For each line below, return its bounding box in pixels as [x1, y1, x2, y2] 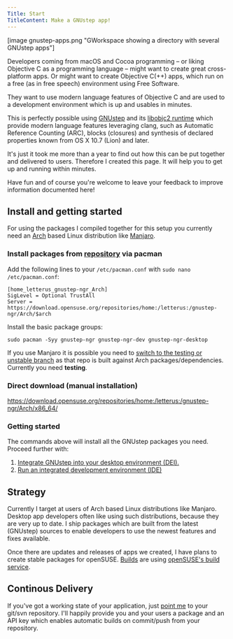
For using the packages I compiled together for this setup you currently [7, 224, 213, 233]
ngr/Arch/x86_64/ [7, 403, 58, 412]
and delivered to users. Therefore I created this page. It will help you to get [7, 157, 223, 165]
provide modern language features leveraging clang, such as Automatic [7, 121, 213, 129]
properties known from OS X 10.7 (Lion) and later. [7, 136, 150, 144]
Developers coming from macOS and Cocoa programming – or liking [7, 57, 204, 65]
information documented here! [7, 185, 95, 194]
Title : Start [7, 10, 45, 17]
